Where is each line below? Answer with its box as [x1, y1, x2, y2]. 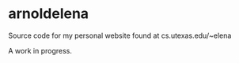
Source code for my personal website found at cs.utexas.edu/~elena [8, 31, 232, 40]
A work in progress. [8, 46, 73, 55]
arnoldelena [8, 5, 89, 23]
